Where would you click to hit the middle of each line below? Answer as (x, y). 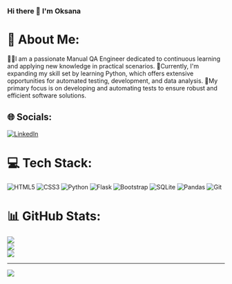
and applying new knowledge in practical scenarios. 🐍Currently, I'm (103, 66)
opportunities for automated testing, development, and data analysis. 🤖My (113, 81)
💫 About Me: (43, 40)
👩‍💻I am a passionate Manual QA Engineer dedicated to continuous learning (114, 59)
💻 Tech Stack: (50, 163)
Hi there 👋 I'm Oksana (44, 11)
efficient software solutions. (47, 95)
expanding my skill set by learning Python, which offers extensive (100, 73)
